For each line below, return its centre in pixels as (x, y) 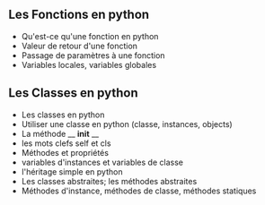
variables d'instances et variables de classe (102, 162)
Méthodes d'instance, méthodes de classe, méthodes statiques (139, 191)
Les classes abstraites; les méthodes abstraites (109, 181)
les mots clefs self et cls (66, 143)
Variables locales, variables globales (89, 64)
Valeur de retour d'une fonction (79, 46)
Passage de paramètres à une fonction (93, 55)
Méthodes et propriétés (65, 152)
